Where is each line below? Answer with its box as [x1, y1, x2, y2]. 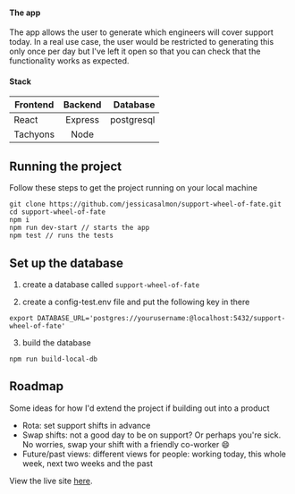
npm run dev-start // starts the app [9, 224, 150, 233]
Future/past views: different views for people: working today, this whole [21, 448, 287, 459]
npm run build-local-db [9, 354, 98, 364]
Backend [63, 98, 102, 111]
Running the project [9, 158, 122, 174]
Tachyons [13, 128, 55, 141]
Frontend [14, 98, 55, 111]
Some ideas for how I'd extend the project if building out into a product [9, 403, 270, 413]
